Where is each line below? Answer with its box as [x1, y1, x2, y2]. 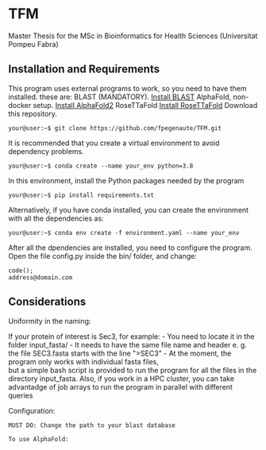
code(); [8, 267, 34, 275]
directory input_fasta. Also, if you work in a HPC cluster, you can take [8, 374, 235, 383]
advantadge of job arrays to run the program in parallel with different [8, 382, 233, 391]
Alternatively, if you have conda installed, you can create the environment [8, 205, 249, 214]
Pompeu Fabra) [8, 39, 60, 48]
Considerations [8, 295, 87, 309]
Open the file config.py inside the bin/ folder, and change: [8, 251, 197, 260]
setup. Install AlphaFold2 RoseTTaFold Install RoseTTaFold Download [33, 100, 258, 110]
